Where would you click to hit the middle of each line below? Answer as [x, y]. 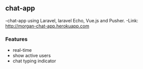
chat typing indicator [34, 61]
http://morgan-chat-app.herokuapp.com [47, 26]
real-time [22, 50]
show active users [32, 56]
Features [16, 39]
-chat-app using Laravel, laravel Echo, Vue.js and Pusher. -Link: [72, 20]
